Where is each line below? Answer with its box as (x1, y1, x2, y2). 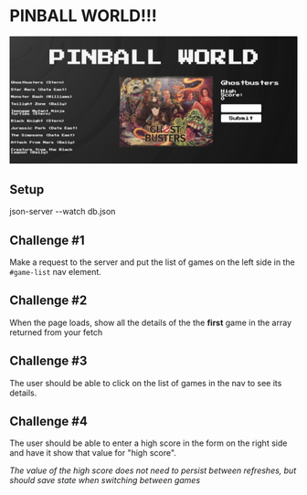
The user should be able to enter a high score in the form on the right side (9, 437, 288, 448)
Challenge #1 (9, 232, 85, 247)
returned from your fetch (9, 326, 103, 338)
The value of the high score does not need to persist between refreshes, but (9, 465, 297, 476)
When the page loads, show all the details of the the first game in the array (9, 317, 292, 328)
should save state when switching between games (9, 475, 201, 486)
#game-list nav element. (9, 267, 102, 278)
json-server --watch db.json (9, 206, 116, 217)
